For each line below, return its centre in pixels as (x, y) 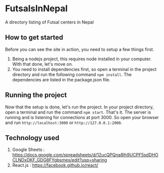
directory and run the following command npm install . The (72, 74)
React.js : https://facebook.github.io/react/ (55, 165)
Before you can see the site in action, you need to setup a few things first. (80, 49)
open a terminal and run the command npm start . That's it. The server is (78, 112)
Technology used (32, 138)
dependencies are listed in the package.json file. (61, 79)
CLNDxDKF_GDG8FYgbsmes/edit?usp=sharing (59, 160)
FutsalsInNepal (36, 9)
